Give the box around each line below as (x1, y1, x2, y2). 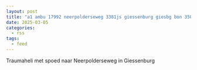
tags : (6, 36, 19, 41)
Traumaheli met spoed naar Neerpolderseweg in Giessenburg (6, 57, 155, 64)
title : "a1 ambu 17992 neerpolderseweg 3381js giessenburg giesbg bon (6, 14, 182, 20)
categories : (6, 24, 35, 31)
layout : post (6, 8, 38, 15)
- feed (11, 41, 28, 47)
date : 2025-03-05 (6, 19, 49, 25)
